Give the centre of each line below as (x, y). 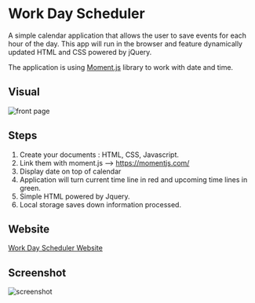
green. (30, 188)
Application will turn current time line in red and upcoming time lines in (133, 179)
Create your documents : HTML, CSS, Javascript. (99, 155)
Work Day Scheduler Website (56, 248)
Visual (24, 92)
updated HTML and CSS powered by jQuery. (80, 52)
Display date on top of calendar (70, 171)
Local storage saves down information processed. (100, 204)
